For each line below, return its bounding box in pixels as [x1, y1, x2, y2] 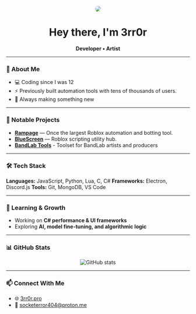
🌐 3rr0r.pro [14, 295, 42, 302]
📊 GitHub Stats [6, 243, 51, 252]
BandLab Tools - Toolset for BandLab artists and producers [14, 141, 158, 148]
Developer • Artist [75, 45, 121, 52]
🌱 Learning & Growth [6, 204, 66, 212]
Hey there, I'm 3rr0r [48, 26, 148, 39]
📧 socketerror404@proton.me [14, 301, 87, 308]
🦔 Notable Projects [6, 116, 60, 124]
